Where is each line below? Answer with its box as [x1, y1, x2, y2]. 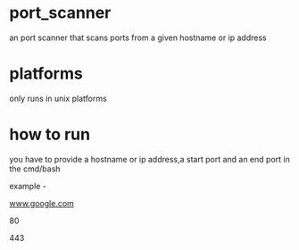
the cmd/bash [9, 163, 61, 174]
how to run [9, 124, 91, 145]
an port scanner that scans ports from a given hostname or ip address [9, 32, 267, 43]
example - [9, 180, 47, 191]
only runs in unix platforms [9, 93, 107, 104]
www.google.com [9, 197, 74, 208]
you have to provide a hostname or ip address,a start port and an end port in [9, 154, 290, 164]
